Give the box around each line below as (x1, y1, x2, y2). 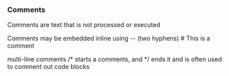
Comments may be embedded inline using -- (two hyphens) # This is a (7, 34, 211, 43)
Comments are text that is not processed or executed (7, 21, 161, 29)
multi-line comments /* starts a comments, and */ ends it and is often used (7, 55, 222, 63)
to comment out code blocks (7, 63, 90, 71)
